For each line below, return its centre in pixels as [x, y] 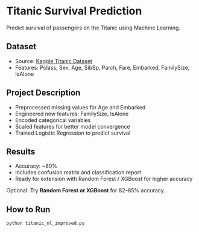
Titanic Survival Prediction [74, 11]
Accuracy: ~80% [36, 166]
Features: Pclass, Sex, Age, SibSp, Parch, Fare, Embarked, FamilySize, [102, 67]
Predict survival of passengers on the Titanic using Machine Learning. [93, 28]
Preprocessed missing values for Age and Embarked [80, 107]
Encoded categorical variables [53, 120]
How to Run [28, 209]
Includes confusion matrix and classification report [78, 172]
